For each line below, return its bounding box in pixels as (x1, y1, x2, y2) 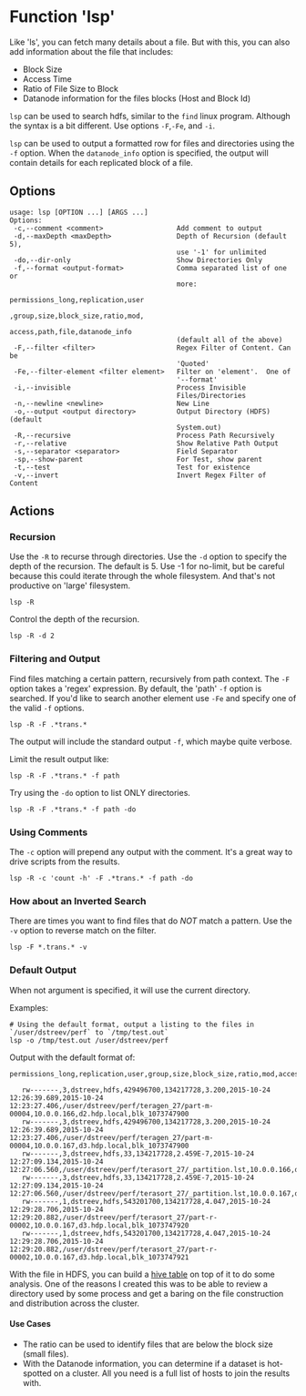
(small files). (22, 1348, 69, 1359)
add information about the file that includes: (9, 46, 174, 56)
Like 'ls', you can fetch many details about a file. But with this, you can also (9, 36, 291, 47)
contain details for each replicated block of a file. (9, 157, 193, 168)
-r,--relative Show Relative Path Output (13, 439, 280, 448)
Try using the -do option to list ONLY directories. (9, 787, 191, 798)
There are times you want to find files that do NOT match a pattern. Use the (9, 915, 293, 926)
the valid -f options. (9, 702, 85, 713)
